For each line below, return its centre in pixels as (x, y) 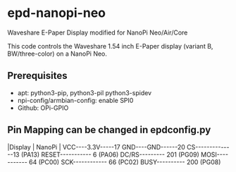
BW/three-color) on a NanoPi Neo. (57, 54)
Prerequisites (37, 76)
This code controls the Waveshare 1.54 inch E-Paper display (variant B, (110, 46)
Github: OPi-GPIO (43, 108)
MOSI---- (215, 154)
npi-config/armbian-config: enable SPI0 (75, 100)
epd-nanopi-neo (56, 13)
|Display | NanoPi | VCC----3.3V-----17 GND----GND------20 (96, 147)
